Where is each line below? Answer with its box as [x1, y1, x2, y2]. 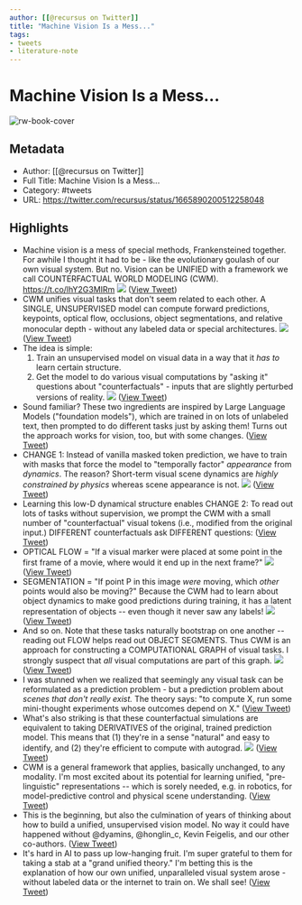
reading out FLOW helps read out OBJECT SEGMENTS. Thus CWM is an [22, 634, 291, 645]
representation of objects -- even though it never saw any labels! [22, 605, 264, 616]
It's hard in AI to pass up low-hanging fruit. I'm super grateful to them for [22, 847, 293, 858]
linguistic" [22, 780, 60, 791]
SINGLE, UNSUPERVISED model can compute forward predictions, [22, 303, 270, 314]
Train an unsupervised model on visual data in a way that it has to [35, 352, 280, 363]
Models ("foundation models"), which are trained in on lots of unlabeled [22, 411, 288, 421]
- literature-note [9, 47, 78, 56]
